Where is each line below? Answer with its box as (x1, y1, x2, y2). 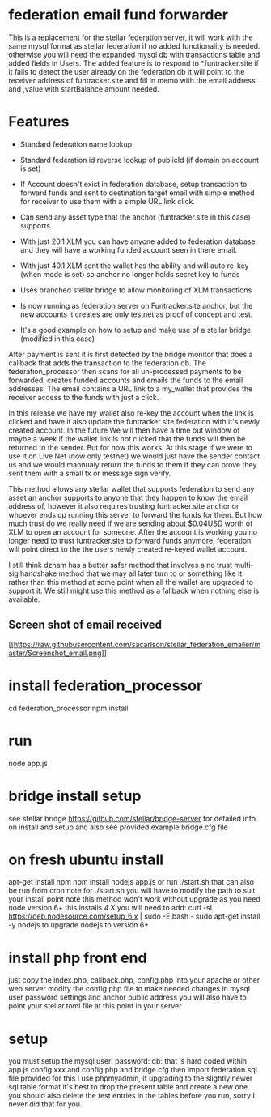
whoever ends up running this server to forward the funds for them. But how (8, 509, 263, 519)
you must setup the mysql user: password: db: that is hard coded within (8, 1056, 248, 1066)
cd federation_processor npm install (8, 703, 129, 713)
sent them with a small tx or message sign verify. (8, 468, 171, 478)
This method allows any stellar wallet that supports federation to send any (8, 484, 255, 493)
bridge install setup (8, 787, 142, 805)
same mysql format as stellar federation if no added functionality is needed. (8, 41, 260, 50)
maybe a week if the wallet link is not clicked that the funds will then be (8, 433, 246, 443)
